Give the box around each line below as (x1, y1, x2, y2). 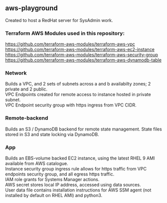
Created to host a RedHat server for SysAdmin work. (5, 17, 113, 23)
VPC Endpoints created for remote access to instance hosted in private (5, 91, 151, 97)
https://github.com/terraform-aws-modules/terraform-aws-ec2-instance (5, 46, 155, 52)
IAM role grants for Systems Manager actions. (5, 176, 100, 182)
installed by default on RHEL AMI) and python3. (5, 192, 103, 198)
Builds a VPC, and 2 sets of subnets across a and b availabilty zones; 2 (5, 81, 151, 87)
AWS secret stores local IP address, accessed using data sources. (5, 182, 141, 187)
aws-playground (5, 4, 58, 12)
